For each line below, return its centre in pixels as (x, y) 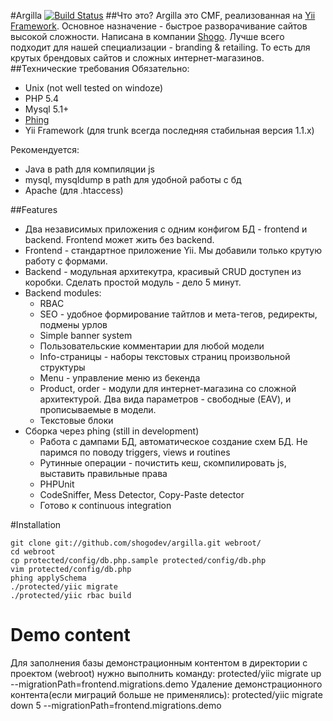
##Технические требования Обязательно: (100, 68)
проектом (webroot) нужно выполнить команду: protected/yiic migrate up (166, 673)
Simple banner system (86, 335)
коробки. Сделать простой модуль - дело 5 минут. (133, 282)
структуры (62, 367)
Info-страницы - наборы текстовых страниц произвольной (165, 356)
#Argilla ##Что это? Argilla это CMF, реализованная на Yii (163, 15)
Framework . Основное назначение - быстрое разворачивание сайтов (159, 26)
